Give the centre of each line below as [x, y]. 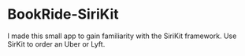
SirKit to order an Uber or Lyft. [56, 44]
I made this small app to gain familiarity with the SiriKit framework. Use [122, 36]
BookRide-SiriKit [63, 14]
